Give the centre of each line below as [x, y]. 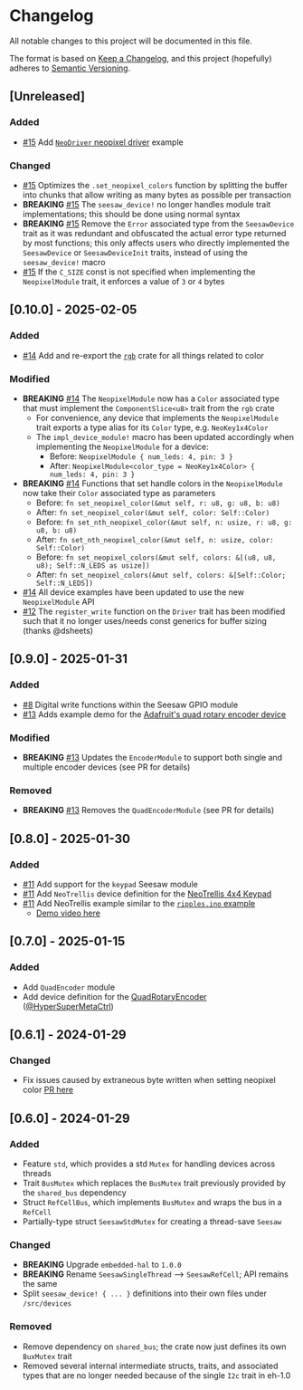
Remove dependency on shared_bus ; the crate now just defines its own [154, 1347]
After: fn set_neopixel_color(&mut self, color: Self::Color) [153, 512]
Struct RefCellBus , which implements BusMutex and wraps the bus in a [152, 1202]
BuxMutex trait [47, 1356]
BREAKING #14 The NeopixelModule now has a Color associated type [151, 398]
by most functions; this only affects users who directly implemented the [156, 243]
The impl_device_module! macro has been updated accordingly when [165, 436]
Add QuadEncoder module [69, 987]
